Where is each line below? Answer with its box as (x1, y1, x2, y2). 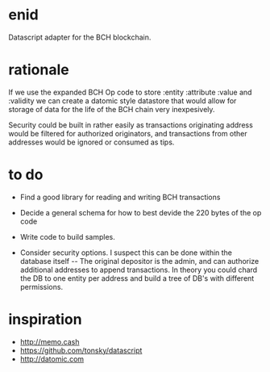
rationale (8, 61, 70, 79)
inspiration (8, 311, 82, 328)
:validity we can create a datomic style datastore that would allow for (8, 95, 237, 106)
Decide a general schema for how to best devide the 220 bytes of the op (19, 207, 262, 217)
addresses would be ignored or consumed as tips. (8, 137, 175, 147)
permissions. (19, 282, 63, 291)
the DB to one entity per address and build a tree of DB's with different (19, 273, 255, 283)
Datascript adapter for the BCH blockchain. (8, 32, 152, 42)
